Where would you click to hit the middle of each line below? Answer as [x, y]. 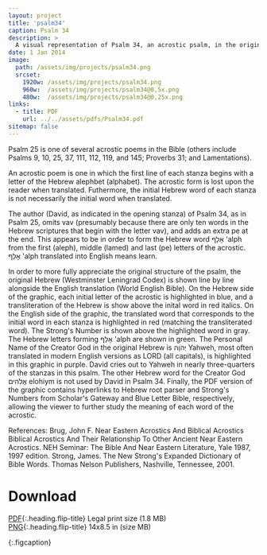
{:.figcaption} [30, 542]
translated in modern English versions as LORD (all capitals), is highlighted [130, 355]
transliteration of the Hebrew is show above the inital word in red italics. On [131, 305]
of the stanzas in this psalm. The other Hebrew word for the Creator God [127, 373]
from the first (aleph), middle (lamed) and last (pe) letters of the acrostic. [127, 247]
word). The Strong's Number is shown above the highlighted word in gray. [129, 330]
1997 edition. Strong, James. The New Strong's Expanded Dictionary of [125, 456]
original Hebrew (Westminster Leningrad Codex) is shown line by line [121, 280]
